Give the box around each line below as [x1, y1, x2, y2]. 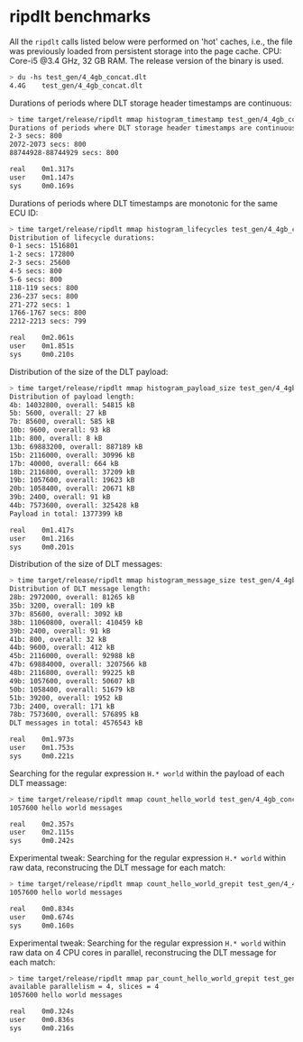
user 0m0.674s [9, 912, 75, 921]
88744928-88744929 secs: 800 [9, 149, 119, 158]
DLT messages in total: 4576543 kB [9, 718, 143, 727]
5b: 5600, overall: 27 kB [9, 408, 106, 418]
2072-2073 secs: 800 [9, 140, 87, 150]
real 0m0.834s [9, 904, 75, 913]
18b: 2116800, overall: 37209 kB [9, 467, 135, 477]
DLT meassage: [9, 777, 68, 788]
